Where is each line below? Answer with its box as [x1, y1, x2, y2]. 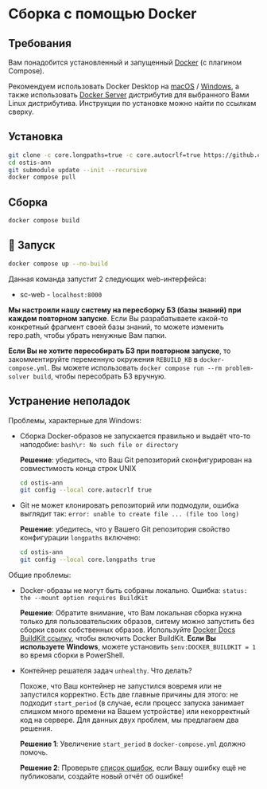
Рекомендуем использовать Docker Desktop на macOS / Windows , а [8, 81, 240, 91]
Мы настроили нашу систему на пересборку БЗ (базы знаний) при [8, 304, 242, 315]
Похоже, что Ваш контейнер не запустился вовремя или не [19, 681, 222, 690]
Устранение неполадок [8, 394, 131, 408]
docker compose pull [8, 173, 77, 182]
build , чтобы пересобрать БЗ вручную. [33, 371, 167, 381]
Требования [8, 37, 72, 50]
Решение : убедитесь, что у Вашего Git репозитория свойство [19, 524, 230, 534]
